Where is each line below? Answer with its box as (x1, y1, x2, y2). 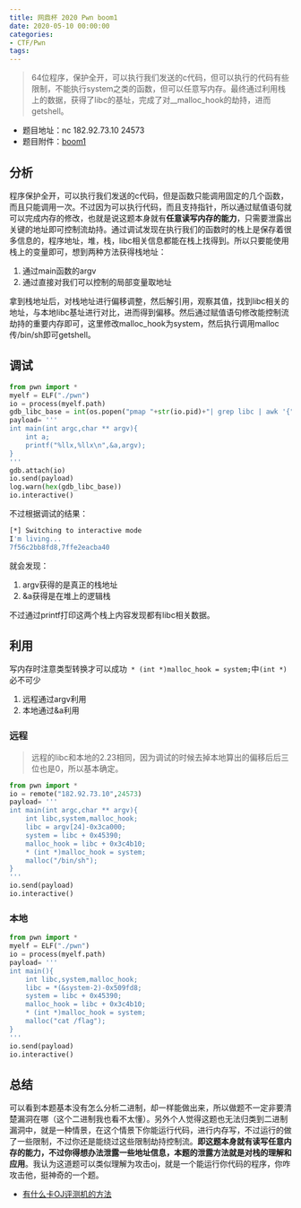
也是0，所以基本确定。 (39, 763, 124, 774)
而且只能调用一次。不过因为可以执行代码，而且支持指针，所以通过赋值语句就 (9, 201, 292, 212)
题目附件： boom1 (21, 136, 87, 147)
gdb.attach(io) (9, 465, 66, 475)
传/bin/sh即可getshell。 (9, 329, 96, 340)
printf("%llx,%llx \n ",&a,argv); (25, 440, 146, 449)
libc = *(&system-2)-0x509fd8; (25, 983, 142, 992)
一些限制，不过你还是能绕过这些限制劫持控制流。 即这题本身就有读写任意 (16, 1136, 284, 1147)
